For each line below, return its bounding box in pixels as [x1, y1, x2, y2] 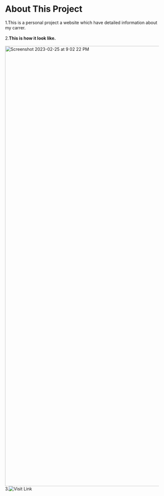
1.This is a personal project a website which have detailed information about [5, 20, 158, 25]
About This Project [5, 3, 83, 15]
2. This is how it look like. [5, 35, 56, 41]
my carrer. [5, 24, 26, 30]
